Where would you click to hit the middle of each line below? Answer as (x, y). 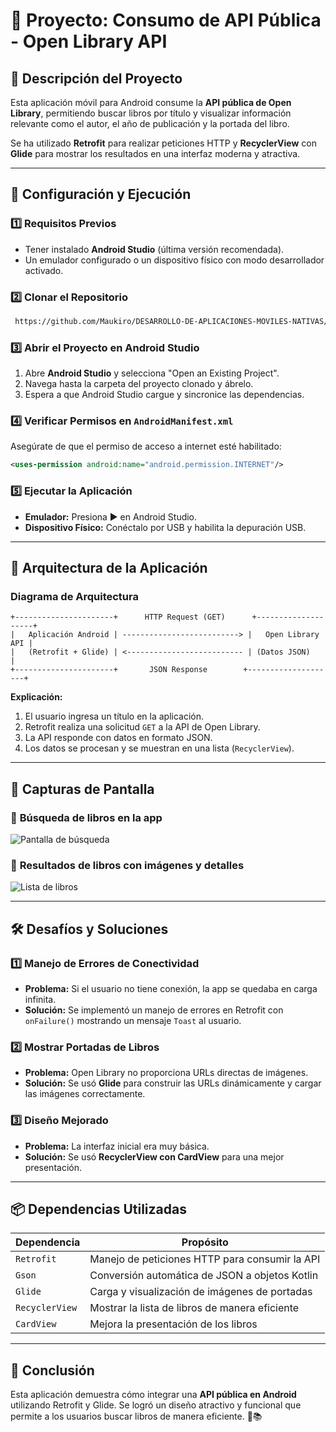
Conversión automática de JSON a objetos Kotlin (204, 1276)
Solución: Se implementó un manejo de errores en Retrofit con (154, 1010)
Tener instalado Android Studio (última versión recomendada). (154, 249)
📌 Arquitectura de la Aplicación (109, 568)
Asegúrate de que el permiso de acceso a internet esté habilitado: (146, 446)
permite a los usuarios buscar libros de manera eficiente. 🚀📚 (136, 1416)
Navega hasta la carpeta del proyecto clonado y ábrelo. (139, 384)
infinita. (40, 999)
